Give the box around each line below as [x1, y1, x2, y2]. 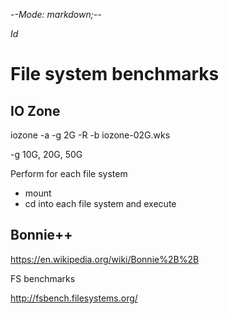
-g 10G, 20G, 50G [10, 149, 83, 160]
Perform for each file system [10, 168, 128, 179]
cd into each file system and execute [24, 198, 177, 209]
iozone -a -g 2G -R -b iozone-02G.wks [10, 129, 171, 141]
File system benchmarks [10, 63, 220, 86]
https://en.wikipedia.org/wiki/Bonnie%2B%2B [10, 253, 200, 265]
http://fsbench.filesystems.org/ [10, 292, 138, 304]
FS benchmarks [10, 272, 76, 284]
